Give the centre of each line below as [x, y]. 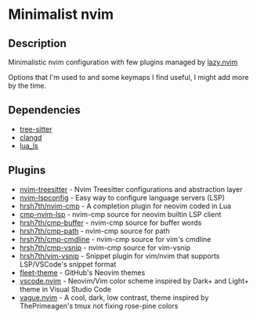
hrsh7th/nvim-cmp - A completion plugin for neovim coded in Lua [125, 206]
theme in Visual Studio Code [65, 289]
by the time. [27, 85]
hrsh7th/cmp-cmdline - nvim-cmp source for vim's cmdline [115, 239]
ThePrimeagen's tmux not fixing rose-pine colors [99, 305]
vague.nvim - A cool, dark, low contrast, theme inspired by [114, 297]
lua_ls [29, 146]
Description [37, 43]
